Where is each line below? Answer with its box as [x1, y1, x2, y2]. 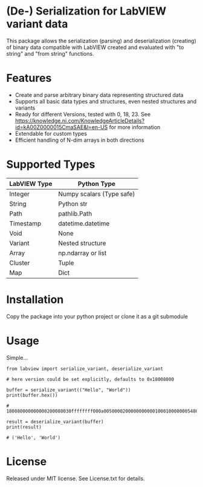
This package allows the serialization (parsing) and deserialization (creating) [6, 37, 196, 44]
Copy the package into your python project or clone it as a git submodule [6, 313, 188, 320]
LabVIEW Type [9, 179, 53, 188]
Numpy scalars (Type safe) [58, 190, 135, 198]
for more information [109, 123, 161, 131]
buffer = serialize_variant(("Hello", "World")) [6, 386, 131, 393]
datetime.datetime [58, 219, 110, 228]
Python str [58, 199, 88, 208]
